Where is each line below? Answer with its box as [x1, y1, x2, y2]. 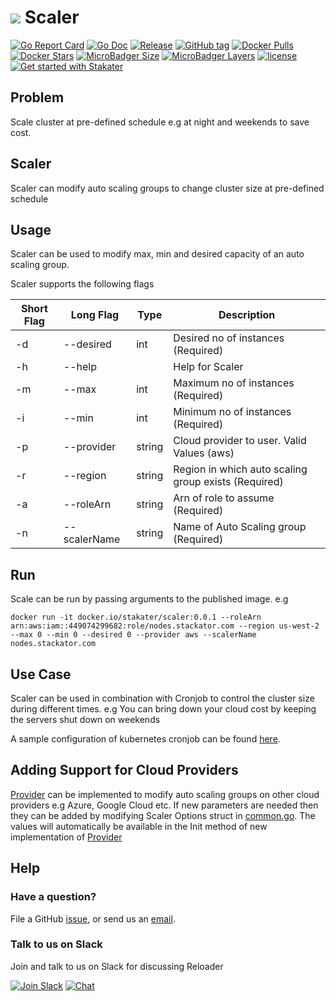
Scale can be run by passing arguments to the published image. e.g [10, 593, 289, 605]
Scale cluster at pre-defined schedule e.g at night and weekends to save [10, 116, 310, 128]
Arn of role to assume [173, 491, 275, 505]
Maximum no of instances [173, 376, 295, 390]
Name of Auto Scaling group [173, 520, 307, 534]
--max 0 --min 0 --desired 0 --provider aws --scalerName [10, 630, 257, 640]
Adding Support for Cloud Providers [10, 762, 239, 779]
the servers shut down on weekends [10, 714, 161, 725]
